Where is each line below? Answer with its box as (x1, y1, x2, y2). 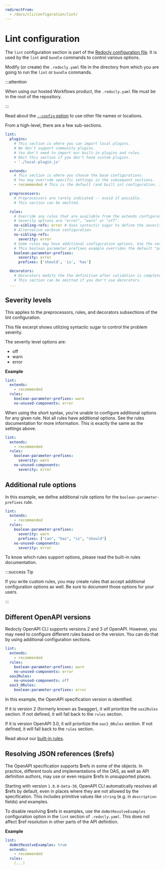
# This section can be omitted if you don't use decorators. (14, 277, 141, 283)
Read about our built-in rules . (5, 736, 64, 741)
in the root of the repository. (5, 94, 62, 100)
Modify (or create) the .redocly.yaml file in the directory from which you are (5, 64, 159, 70)
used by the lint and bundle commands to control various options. (5, 55, 140, 61)
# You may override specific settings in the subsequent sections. (14, 178, 155, 183)
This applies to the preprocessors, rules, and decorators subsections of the (5, 309, 158, 315)
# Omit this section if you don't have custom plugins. (14, 155, 131, 160)
